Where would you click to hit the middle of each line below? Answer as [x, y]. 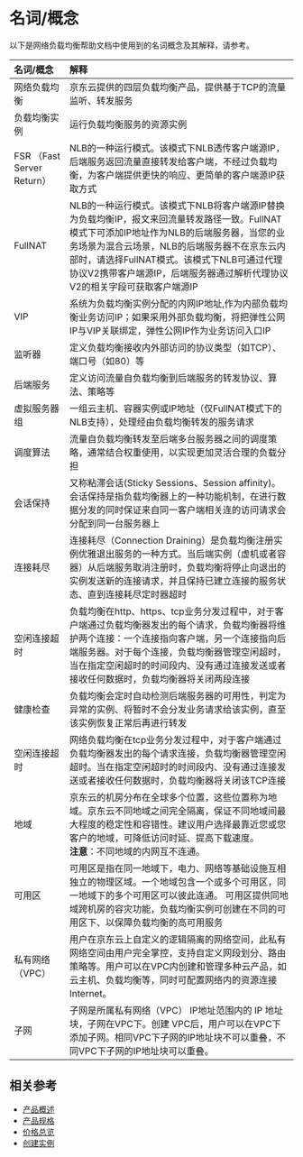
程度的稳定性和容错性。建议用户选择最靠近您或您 [182, 824]
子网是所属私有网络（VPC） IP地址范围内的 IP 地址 [176, 1010]
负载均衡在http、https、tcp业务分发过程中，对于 [172, 611]
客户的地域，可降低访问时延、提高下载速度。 [164, 838]
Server [28, 168]
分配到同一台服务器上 [115, 523]
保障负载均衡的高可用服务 [169, 923]
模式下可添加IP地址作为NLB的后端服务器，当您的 [173, 233]
